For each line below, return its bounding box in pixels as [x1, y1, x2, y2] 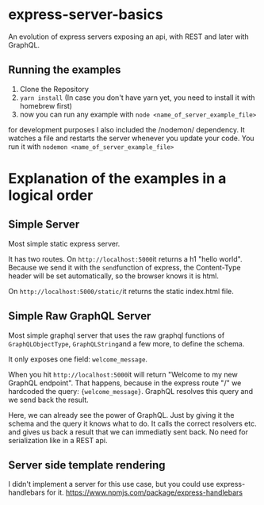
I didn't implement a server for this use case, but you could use [8, 480, 215, 489]
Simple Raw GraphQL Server [8, 309, 151, 323]
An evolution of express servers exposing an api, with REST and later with [8, 32, 250, 41]
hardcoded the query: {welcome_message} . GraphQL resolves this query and [8, 386, 254, 396]
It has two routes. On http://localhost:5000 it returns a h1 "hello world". [8, 254, 243, 263]
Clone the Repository [19, 84, 90, 94]
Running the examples [8, 63, 121, 77]
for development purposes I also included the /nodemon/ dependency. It [8, 124, 246, 134]
